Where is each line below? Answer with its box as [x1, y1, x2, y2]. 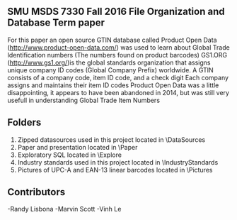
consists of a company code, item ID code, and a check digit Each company [7, 73, 229, 82]
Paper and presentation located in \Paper [17, 143, 138, 151]
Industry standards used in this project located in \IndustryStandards [17, 158, 219, 166]
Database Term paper [7, 17, 105, 29]
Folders [7, 116, 42, 128]
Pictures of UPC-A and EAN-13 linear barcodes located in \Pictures [17, 165, 213, 174]
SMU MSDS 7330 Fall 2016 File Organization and [7, 6, 225, 18]
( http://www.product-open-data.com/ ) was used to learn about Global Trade [7, 43, 230, 52]
